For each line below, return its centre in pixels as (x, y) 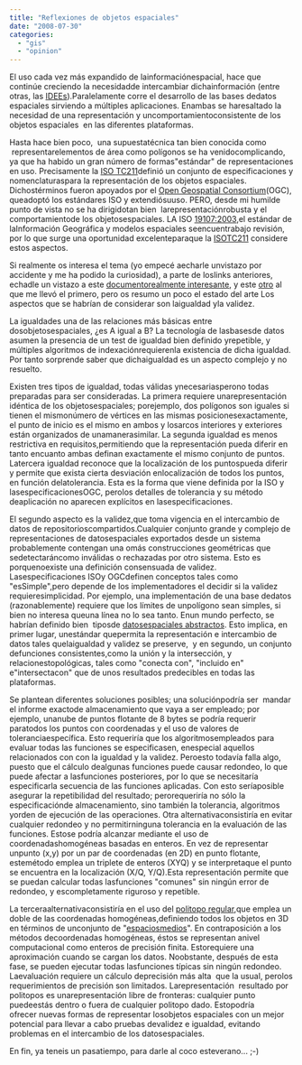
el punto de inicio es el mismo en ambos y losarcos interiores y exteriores (146, 425)
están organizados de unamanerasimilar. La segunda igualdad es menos (143, 435)
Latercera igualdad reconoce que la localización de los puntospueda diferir (149, 463)
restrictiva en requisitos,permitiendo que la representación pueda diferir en (149, 444)
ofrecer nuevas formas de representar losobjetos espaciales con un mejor (147, 1014)
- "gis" (32, 43)
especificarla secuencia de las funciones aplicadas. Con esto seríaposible (147, 786)
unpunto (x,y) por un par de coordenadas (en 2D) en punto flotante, (135, 853)
